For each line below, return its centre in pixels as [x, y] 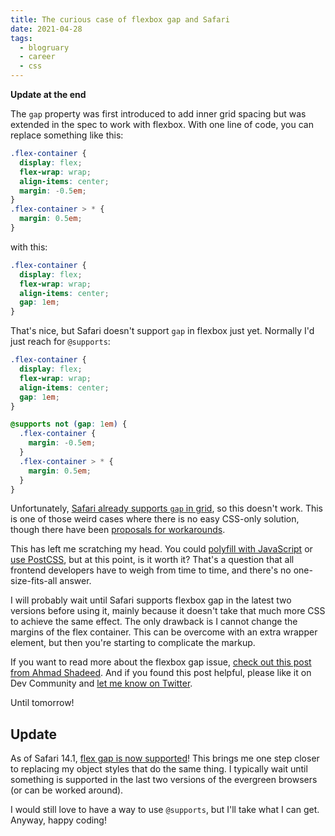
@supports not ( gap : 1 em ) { [69, 424]
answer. [75, 581]
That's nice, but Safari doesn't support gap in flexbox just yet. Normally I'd [162, 331]
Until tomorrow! [42, 703]
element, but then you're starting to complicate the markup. [133, 643]
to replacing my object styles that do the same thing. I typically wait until [159, 769]
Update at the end [48, 94]
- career [37, 57]
